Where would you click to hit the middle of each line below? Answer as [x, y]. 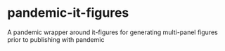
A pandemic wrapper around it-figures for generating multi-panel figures [112, 32]
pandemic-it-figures [68, 13]
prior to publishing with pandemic [56, 39]
